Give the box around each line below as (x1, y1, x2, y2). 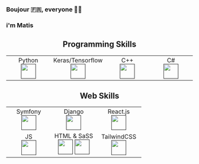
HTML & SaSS (54, 132, 94, 140)
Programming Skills (62, 40, 137, 50)
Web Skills (79, 91, 120, 101)
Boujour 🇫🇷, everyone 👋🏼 (6, 5, 82, 14)
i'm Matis (6, 21, 34, 29)
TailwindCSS (101, 133, 137, 141)
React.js (107, 107, 130, 116)
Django (63, 107, 84, 116)
